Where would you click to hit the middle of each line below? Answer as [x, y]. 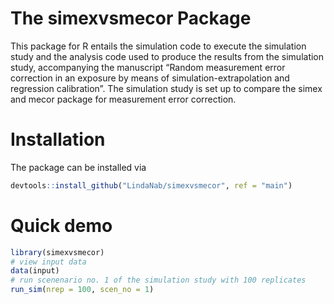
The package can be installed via [78, 167]
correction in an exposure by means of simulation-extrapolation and [150, 78]
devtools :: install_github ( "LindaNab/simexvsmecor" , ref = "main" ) [151, 185]
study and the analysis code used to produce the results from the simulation [167, 56]
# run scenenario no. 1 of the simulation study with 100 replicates [158, 280]
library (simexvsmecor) [57, 252]
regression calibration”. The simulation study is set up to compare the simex [166, 88]
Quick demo [61, 225]
